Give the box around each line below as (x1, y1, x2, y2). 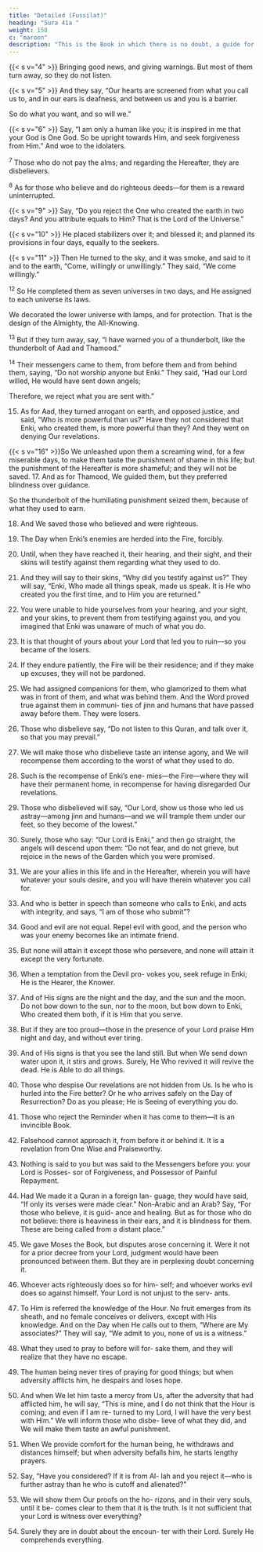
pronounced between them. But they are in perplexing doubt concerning (20, 1257, 254, 1266)
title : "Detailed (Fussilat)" (9, 11, 108, 20)
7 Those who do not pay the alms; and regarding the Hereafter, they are (9, 156, 240, 167)
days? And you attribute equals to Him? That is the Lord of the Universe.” (9, 214, 244, 224)
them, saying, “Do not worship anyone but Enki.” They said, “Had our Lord (9, 368, 247, 378)
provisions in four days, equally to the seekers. (9, 238, 160, 247)
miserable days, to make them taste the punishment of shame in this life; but (9, 455, 255, 465)
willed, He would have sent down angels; (9, 376, 141, 385)
